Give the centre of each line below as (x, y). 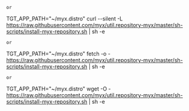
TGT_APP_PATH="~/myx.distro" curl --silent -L (65, 19)
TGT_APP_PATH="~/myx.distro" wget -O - (59, 89)
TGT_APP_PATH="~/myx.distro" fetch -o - (58, 54)
